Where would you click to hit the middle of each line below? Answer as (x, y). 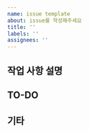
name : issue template (39, 14)
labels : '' (23, 34)
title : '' (22, 27)
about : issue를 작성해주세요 (44, 21)
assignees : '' (28, 40)
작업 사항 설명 (35, 70)
